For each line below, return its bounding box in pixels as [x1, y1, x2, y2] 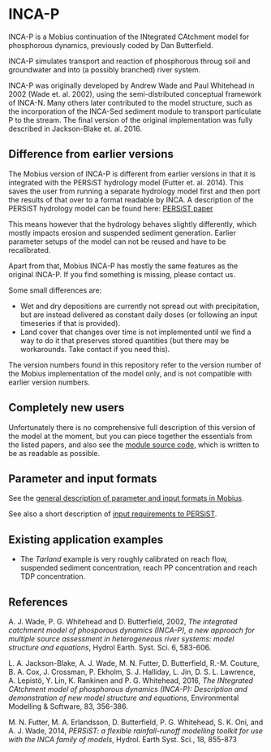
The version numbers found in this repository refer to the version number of [8, 359, 262, 370]
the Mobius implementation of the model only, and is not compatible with [8, 368, 252, 378]
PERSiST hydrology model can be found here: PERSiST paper [8, 203, 213, 213]
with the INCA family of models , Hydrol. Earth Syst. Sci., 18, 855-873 [8, 735, 238, 744]
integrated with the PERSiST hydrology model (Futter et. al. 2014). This [8, 177, 244, 187]
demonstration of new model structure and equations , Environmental [8, 693, 239, 702]
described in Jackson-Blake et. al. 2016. [8, 124, 142, 133]
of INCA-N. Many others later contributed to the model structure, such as [8, 98, 253, 107]
